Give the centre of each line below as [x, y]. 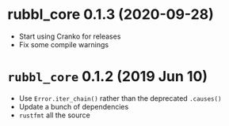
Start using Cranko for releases [70, 36]
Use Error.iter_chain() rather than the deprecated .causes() [120, 98]
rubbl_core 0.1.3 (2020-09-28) [111, 15]
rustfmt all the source [54, 115]
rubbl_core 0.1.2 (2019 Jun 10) [107, 77]
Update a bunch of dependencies [74, 106]
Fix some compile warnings [64, 44]
